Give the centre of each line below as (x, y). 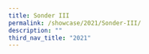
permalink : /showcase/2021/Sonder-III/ (75, 23)
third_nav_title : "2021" (50, 38)
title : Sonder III (39, 15)
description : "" (35, 30)
